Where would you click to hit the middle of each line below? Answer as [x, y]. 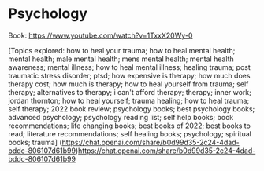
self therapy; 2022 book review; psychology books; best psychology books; [132, 109]
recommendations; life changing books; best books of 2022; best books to [129, 126]
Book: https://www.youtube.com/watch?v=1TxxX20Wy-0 [100, 35]
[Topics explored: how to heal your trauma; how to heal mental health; [122, 50]
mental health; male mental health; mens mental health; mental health [121, 59]
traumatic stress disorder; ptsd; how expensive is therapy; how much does [129, 75]
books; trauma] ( [35, 142]
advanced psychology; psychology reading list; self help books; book [121, 117]
